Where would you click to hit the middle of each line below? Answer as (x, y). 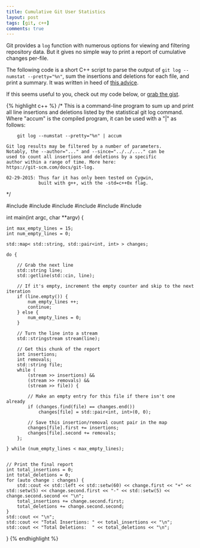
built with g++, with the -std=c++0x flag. (93, 183)
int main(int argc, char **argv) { (45, 218)
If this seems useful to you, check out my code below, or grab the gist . (93, 94)
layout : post (22, 17)
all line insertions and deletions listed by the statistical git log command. (95, 112)
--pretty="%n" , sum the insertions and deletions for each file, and (109, 76)
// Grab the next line (45, 265)
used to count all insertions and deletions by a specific (81, 157)
